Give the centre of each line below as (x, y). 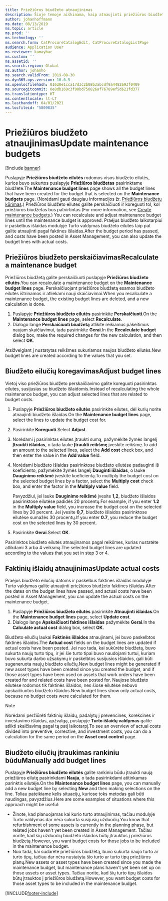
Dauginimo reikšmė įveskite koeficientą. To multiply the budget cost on (85, 475)
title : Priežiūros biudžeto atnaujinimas (49, 10)
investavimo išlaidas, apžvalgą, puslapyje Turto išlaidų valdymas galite (78, 721)
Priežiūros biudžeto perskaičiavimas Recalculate (82, 257)
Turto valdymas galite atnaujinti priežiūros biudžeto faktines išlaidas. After (80, 586)
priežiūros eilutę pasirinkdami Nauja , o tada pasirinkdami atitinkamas (76, 778)
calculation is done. (25, 304)
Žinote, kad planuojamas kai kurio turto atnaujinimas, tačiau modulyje (83, 814)
